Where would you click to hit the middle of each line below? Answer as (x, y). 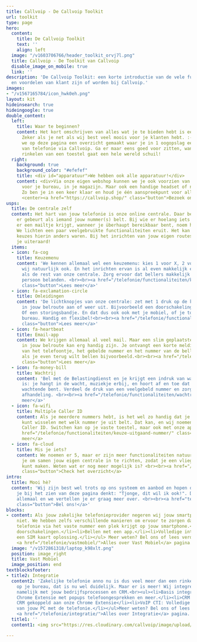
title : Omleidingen (40, 296)
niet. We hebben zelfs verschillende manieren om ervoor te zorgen (101, 521)
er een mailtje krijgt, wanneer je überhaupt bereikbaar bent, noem (102, 225)
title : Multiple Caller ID (50, 411)
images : (16, 88)
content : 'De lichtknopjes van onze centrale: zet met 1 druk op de (102, 302)
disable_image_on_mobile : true (50, 66)
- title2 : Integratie (33, 575)
